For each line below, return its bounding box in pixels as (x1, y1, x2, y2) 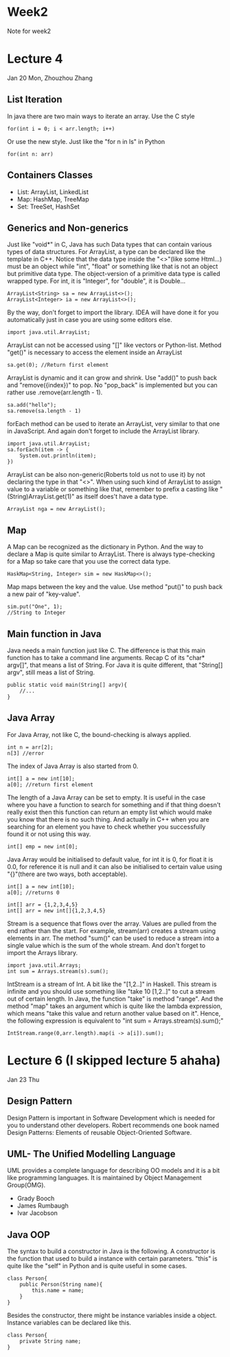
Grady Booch (16, 1195, 55, 1203)
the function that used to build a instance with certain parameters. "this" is (7, 1254, 218, 1263)
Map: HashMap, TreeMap (16, 195, 89, 203)
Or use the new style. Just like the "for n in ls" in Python (7, 137, 165, 145)
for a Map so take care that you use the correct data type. (7, 557, 171, 566)
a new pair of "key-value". (7, 590, 81, 599)
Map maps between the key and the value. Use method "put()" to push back (7, 583, 223, 591)
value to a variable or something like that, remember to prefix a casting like (7, 485, 218, 493)
